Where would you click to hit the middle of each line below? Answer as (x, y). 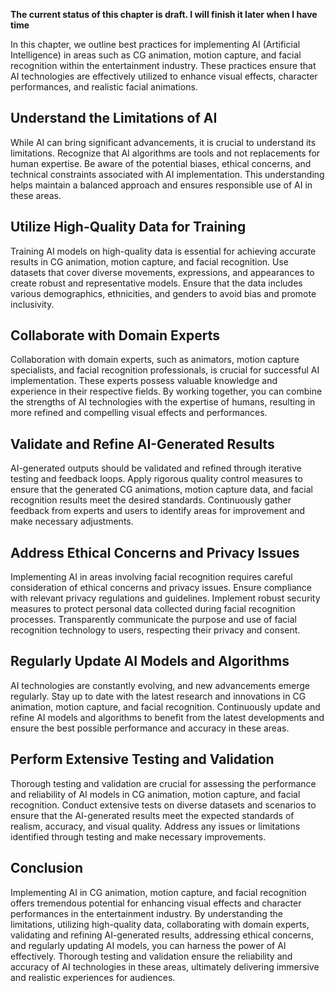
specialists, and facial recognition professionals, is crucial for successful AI (165, 370)
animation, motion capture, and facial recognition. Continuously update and (165, 706)
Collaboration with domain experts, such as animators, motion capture (155, 360)
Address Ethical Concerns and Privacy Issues (155, 552)
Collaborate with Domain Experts (115, 335)
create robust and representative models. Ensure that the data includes (156, 283)
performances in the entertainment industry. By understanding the (146, 913)
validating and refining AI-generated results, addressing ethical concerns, (162, 935)
